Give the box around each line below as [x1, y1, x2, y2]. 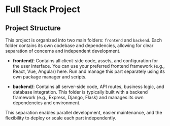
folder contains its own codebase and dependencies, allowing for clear [5, 43, 154, 49]
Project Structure [5, 24, 61, 32]
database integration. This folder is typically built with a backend [12, 89, 148, 95]
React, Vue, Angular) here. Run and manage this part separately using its [12, 68, 165, 74]
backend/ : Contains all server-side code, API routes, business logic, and [12, 83, 164, 90]
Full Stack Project [5, 4, 81, 15]
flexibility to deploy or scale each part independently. [5, 115, 117, 121]
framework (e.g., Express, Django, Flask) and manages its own [12, 95, 144, 100]
